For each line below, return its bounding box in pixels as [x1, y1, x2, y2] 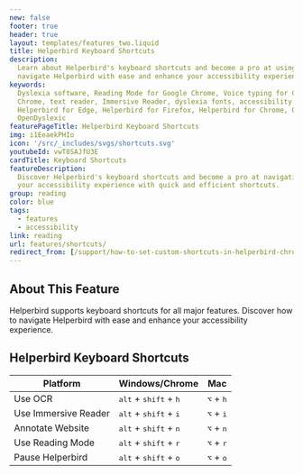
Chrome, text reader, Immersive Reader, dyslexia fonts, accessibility [17, 96, 293, 106]
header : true [9, 30, 59, 39]
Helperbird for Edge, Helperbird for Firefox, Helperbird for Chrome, [17, 105, 289, 114]
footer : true [9, 22, 59, 31]
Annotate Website [14, 421, 90, 434]
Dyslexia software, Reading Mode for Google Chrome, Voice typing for [17, 88, 289, 97]
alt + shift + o [118, 451, 180, 463]
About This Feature [9, 281, 120, 297]
